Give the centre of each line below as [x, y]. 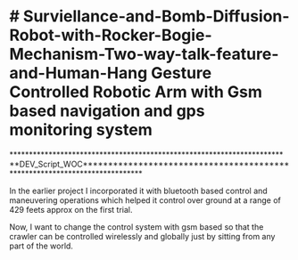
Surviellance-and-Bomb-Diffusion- [156, 16]
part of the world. [41, 246]
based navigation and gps [107, 111]
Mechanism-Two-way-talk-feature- [144, 54]
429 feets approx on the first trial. [71, 209]
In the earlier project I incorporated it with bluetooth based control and [138, 191]
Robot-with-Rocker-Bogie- [111, 35]
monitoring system [81, 130]
